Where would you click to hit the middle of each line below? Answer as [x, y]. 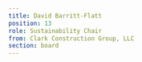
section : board [34, 46]
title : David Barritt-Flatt [55, 16]
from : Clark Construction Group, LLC [71, 38]
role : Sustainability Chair [55, 31]
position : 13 [30, 23]
